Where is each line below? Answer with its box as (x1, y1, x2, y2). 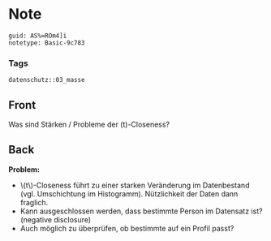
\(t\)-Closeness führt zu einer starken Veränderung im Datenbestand (19, 180, 250, 190)
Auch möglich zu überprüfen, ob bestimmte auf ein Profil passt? (19, 223, 234, 233)
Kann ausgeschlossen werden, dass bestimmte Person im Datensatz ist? (19, 206, 263, 216)
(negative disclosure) (19, 214, 92, 224)
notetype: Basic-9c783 (8, 38, 85, 47)
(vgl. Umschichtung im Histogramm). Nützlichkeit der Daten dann (19, 188, 239, 199)
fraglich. (19, 197, 49, 207)
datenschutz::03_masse (8, 76, 85, 84)
